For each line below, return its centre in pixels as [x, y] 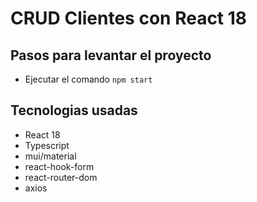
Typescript [47, 145]
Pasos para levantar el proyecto [111, 55]
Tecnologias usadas [74, 110]
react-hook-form [59, 166]
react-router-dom [61, 177]
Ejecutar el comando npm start [88, 79]
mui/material [50, 156]
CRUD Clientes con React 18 [129, 18]
